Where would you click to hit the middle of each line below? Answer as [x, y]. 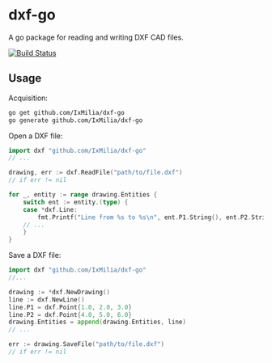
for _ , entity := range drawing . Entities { [83, 195]
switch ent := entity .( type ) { [76, 202]
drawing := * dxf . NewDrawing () [59, 292]
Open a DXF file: [36, 136]
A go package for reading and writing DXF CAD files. [96, 37]
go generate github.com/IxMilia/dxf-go [76, 120]
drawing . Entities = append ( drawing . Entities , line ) [97, 322]
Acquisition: [28, 98]
